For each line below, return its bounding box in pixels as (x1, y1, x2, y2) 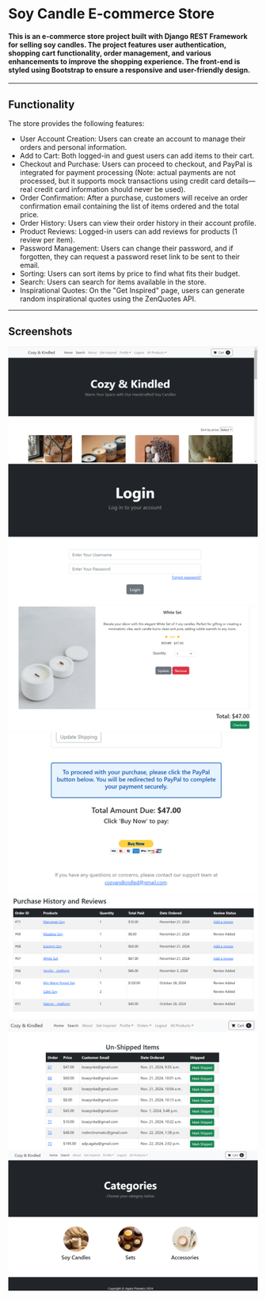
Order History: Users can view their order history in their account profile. (19, 219, 257, 228)
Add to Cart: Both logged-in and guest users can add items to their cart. (19, 151, 255, 161)
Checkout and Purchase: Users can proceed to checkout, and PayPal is (19, 159, 253, 169)
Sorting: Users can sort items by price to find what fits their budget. (19, 269, 241, 278)
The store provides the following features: (8, 119, 145, 128)
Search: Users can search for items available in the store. (19, 277, 207, 287)
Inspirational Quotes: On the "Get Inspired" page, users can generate (19, 286, 245, 296)
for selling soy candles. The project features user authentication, (8, 40, 227, 49)
